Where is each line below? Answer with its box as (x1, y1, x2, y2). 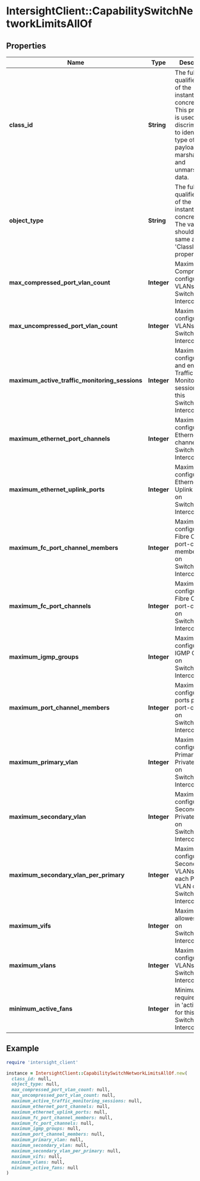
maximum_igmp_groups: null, (11, 1125, 82, 1132)
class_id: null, (11, 1076, 52, 1082)
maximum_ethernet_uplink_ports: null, (11, 1109, 108, 1115)
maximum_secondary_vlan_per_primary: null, (11, 1148, 121, 1154)
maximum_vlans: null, (11, 1159, 65, 1165)
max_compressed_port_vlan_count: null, (11, 1087, 111, 1093)
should (174, 228, 194, 235)
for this (174, 1008, 195, 1017)
